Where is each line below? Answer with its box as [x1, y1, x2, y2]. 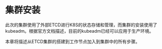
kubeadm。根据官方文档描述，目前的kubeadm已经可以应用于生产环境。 [5, 28, 154, 34]
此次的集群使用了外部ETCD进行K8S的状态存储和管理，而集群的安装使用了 [5, 22, 157, 28]
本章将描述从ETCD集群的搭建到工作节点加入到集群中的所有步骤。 [5, 38, 140, 45]
